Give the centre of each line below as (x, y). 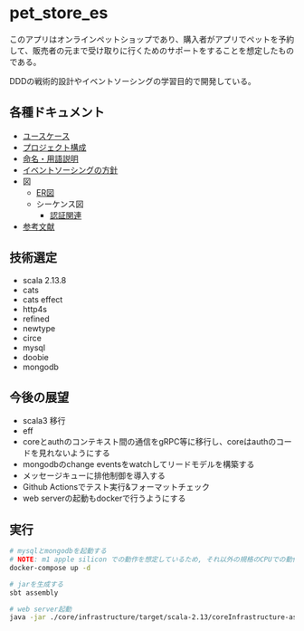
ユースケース (46, 136)
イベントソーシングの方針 (70, 169)
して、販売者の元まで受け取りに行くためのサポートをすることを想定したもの (152, 50)
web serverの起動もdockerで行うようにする (104, 498)
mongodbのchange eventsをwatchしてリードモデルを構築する (138, 464)
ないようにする (82, 453)
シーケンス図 (60, 204)
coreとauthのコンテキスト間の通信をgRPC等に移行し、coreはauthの (149, 442)
